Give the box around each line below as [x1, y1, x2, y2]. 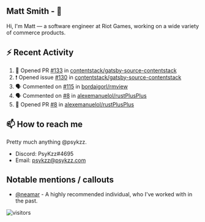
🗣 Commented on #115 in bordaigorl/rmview [15, 83, 129, 90]
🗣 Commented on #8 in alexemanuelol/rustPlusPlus [15, 92, 147, 99]
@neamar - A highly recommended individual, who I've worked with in [15, 191, 193, 198]
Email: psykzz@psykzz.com [15, 157, 86, 164]
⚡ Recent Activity [6, 47, 74, 58]
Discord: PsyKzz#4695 [15, 150, 74, 158]
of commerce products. [6, 29, 66, 36]
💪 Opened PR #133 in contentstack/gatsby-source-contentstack [15, 67, 177, 74]
